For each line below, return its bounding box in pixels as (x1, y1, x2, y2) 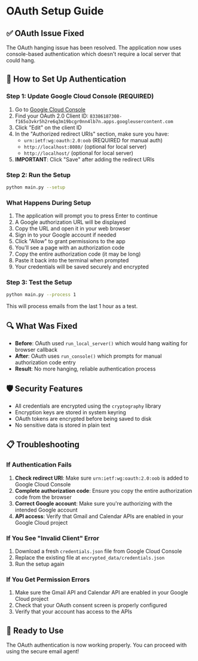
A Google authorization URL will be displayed (14, 219, 126, 226)
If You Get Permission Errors (6, 575, 90, 584)
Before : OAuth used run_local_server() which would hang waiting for (14, 340, 188, 347)
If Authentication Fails (6, 460, 72, 469)
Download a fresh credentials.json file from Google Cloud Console (14, 548, 182, 555)
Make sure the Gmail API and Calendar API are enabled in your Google (14, 589, 188, 596)
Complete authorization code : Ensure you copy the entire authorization (14, 487, 193, 494)
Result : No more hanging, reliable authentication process (14, 365, 156, 373)
